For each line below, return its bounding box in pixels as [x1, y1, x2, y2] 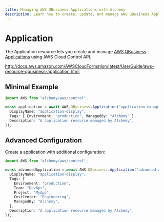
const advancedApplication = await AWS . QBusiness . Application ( [5, 167, 137, 172]
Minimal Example [5, 82, 59, 91]
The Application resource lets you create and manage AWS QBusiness [5, 49, 146, 55]
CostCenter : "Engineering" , [14, 195, 71, 200]
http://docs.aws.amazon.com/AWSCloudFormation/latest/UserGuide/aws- [5, 63, 154, 69]
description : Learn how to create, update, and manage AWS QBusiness [5, 12, 150, 17]
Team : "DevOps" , [14, 185, 47, 190]
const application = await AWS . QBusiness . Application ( [5, 104, 119, 110]
